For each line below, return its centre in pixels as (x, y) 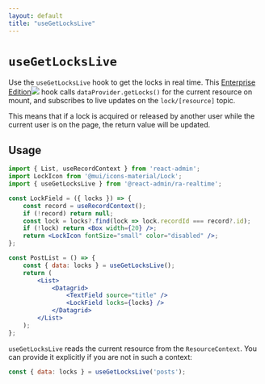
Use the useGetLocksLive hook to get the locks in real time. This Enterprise (132, 82)
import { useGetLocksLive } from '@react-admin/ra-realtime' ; (115, 184)
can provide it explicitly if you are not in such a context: (100, 357)
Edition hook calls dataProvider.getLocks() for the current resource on (130, 92)
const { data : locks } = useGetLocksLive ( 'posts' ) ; (97, 372)
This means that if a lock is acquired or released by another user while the (132, 116)
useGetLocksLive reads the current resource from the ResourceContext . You (132, 349)
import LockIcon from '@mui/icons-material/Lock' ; (95, 177)
